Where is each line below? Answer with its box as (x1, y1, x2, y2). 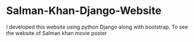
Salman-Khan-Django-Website (6, 4, 161, 17)
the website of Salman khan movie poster (6, 29, 108, 36)
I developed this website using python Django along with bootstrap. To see (6, 23, 188, 30)
